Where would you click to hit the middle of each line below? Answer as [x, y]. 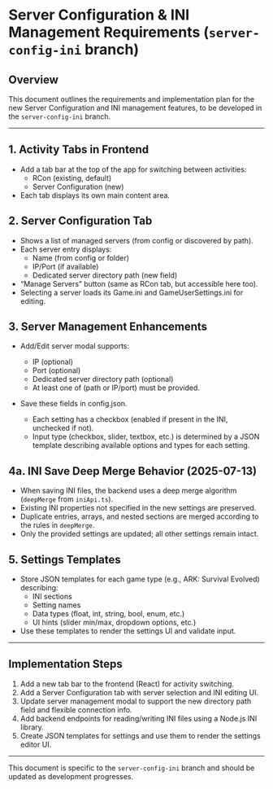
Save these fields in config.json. [74, 404]
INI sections [52, 597]
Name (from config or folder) [81, 257]
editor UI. [36, 744]
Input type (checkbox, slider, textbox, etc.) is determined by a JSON [146, 436]
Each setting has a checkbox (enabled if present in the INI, [130, 419]
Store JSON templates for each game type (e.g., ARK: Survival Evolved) [140, 579]
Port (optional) [56, 370]
